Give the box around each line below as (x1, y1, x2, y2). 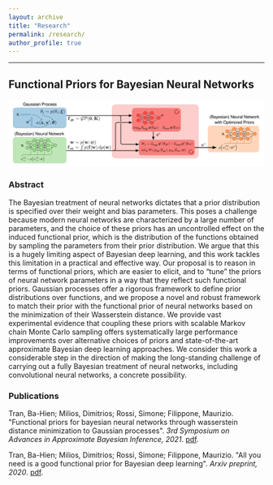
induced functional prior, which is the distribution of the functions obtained (8, 232, 259, 242)
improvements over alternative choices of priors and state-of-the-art (8, 335, 239, 345)
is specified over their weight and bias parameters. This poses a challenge (8, 206, 258, 216)
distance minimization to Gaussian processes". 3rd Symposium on (8, 426, 230, 436)
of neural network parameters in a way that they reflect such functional (8, 275, 247, 285)
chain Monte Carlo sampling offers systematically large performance (8, 327, 238, 337)
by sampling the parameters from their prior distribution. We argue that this (8, 240, 260, 251)
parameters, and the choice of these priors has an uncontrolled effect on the (8, 223, 265, 233)
